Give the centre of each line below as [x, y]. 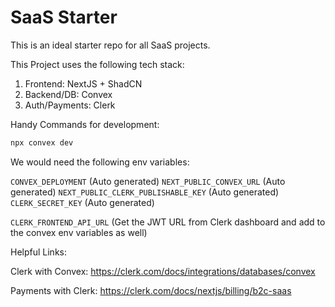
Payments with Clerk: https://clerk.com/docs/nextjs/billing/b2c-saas [151, 290]
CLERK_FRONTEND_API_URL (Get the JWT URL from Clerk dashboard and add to [168, 222]
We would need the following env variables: [100, 162]
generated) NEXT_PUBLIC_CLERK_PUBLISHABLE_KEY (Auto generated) [145, 192]
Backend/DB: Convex [68, 94]
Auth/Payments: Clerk [70, 105]
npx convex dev [42, 142]
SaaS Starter [64, 17]
